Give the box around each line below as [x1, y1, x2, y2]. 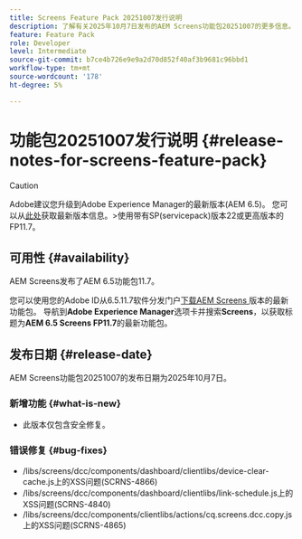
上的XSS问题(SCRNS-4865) [22, 519, 127, 530]
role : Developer [9, 38, 71, 48]
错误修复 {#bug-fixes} [9, 444, 108, 457]
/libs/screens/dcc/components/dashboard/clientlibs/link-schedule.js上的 [22, 487, 294, 498]
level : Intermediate [9, 47, 88, 56]
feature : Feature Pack [9, 30, 95, 39]
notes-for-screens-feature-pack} [9, 150, 268, 170]
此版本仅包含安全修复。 [22, 420, 110, 430]
